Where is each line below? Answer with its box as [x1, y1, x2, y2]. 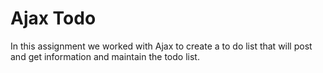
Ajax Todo [10, 7, 97, 30]
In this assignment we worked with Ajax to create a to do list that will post [10, 40, 313, 52]
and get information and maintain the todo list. [10, 50, 200, 62]
